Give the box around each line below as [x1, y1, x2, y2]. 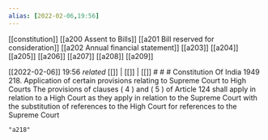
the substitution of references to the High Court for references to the [8, 101, 237, 111]
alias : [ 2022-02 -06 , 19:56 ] [8, 11, 100, 20]
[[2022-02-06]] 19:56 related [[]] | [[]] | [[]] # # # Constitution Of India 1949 [8, 66, 261, 77]
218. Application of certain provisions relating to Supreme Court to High [8, 75, 247, 85]
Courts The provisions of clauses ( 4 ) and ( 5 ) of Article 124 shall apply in [8, 84, 257, 94]
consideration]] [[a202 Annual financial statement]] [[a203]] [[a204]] [8, 42, 239, 53]
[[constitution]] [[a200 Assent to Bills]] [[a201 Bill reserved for [8, 34, 215, 44]
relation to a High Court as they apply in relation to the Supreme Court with [8, 92, 257, 102]
